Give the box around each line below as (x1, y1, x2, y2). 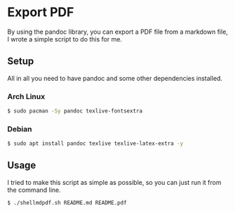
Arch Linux (7, 91, 46, 101)
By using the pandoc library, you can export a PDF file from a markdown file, (7, 27, 228, 36)
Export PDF (7, 4, 74, 20)
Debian (7, 124, 32, 134)
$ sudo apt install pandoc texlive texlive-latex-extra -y (7, 140, 184, 148)
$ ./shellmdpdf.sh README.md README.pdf (7, 199, 128, 206)
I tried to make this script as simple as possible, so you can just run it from (7, 178, 222, 186)
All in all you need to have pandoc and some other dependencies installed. (7, 74, 223, 82)
